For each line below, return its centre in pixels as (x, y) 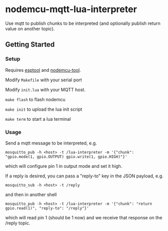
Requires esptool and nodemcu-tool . (43, 70)
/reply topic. (18, 223)
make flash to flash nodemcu (35, 99)
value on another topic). (30, 28)
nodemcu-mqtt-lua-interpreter (71, 9)
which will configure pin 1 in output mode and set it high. (64, 166)
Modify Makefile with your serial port (44, 80)
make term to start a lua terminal (38, 119)
